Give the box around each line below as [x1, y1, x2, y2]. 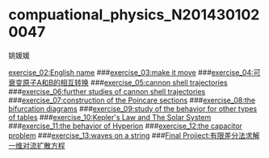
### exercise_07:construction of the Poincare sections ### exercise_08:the [8, 95, 256, 105]
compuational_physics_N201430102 [8, 6, 260, 24]
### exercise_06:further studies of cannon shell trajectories [8, 86, 206, 96]
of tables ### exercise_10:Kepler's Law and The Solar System [8, 112, 212, 122]
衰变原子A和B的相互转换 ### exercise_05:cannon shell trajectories [8, 77, 228, 87]
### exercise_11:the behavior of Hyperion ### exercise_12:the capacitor [8, 121, 242, 131]
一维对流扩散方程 [8, 140, 65, 150]
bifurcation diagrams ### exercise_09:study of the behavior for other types [8, 103, 257, 114]
